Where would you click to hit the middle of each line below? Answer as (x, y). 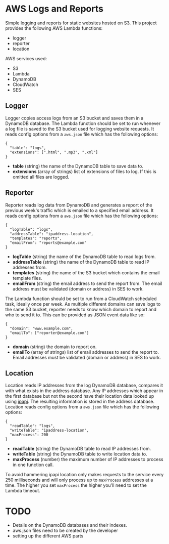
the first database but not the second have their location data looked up (80, 396)
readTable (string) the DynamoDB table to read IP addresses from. (82, 449)
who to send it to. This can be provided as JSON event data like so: (75, 315)
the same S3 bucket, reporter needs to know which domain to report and (81, 309)
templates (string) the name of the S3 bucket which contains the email (86, 273)
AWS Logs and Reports (54, 9)
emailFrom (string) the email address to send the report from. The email (87, 283)
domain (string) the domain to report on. (54, 347)
